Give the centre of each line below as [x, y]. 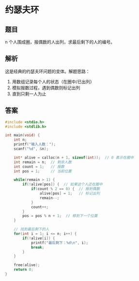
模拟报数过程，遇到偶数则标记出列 [46, 87]
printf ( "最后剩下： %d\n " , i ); [60, 243]
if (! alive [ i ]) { [39, 238]
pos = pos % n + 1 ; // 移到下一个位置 [60, 216]
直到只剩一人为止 [29, 94]
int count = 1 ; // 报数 [39, 166]
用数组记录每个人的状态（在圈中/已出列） [53, 82]
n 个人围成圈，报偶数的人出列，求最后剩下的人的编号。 [60, 42]
